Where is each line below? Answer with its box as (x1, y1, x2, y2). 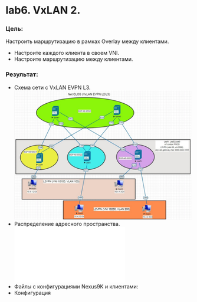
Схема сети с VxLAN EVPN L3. (14, 84, 91, 91)
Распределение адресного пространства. (14, 220, 120, 227)
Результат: (5, 70, 39, 78)
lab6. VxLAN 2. (5, 4, 81, 17)
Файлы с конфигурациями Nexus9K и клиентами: (14, 283, 139, 290)
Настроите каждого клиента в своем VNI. (14, 50, 119, 57)
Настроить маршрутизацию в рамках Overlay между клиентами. (5, 38, 169, 45)
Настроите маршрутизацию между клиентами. (14, 55, 133, 63)
